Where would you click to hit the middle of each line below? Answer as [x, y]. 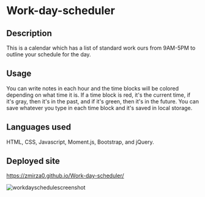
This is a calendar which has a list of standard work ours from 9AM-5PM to [101, 48]
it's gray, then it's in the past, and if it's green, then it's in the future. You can [102, 101]
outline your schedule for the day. [49, 54]
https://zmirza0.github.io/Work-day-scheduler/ [65, 176]
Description [29, 33]
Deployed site [33, 161]
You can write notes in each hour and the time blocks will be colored [93, 88]
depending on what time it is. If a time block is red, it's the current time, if [99, 95]
